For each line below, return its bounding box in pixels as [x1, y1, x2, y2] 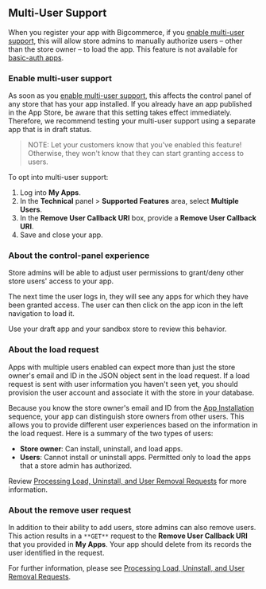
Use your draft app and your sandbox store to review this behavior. [8, 324, 227, 334]
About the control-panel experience [8, 250, 150, 261]
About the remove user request [8, 505, 132, 516]
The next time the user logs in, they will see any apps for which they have [8, 292, 249, 302]
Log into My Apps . [19, 188, 81, 197]
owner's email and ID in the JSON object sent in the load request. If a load [8, 370, 250, 380]
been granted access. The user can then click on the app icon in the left [8, 300, 244, 310]
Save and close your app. [19, 230, 103, 240]
